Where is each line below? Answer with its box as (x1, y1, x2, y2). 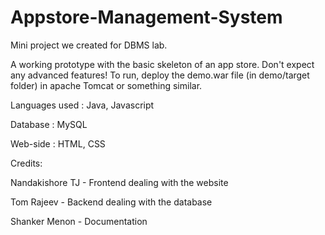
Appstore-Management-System (10, 6, 283, 29)
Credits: (10, 157, 43, 169)
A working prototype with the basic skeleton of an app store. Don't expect (10, 58, 315, 70)
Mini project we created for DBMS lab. (10, 39, 168, 51)
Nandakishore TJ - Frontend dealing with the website (10, 176, 229, 188)
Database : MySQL (10, 118, 88, 130)
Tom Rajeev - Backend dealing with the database (10, 196, 213, 208)
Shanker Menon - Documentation (10, 215, 148, 227)
